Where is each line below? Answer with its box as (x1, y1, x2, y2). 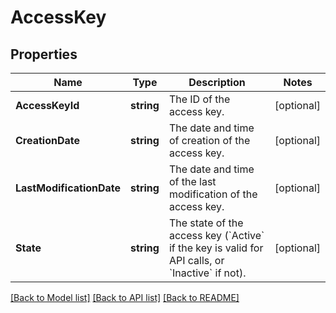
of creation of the (168, 134, 251, 147)
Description (188, 76, 246, 89)
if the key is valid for (168, 241, 264, 255)
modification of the (168, 187, 258, 201)
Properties (10, 46, 78, 63)
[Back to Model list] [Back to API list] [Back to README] (10, 292, 240, 303)
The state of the (168, 216, 244, 230)
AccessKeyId (15, 99, 80, 112)
